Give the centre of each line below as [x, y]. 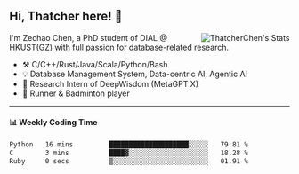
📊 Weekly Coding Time [53, 123]
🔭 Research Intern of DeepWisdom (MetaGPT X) [110, 83]
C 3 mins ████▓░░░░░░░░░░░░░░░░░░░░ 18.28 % [129, 153]
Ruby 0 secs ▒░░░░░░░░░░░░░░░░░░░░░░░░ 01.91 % [129, 161]
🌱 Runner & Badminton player [76, 93]
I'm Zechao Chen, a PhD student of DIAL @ [88, 37]
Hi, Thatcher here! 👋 [66, 16]
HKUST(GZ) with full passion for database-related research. [119, 47]
